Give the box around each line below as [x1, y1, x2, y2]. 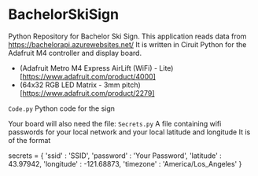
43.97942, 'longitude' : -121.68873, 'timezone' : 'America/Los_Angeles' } [8, 159, 242, 168]
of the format [8, 135, 51, 145]
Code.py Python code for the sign [8, 104, 116, 113]
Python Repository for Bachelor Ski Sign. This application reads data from [8, 31, 247, 41]
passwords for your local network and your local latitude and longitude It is [8, 127, 251, 137]
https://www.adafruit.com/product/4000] [22, 71, 156, 81]
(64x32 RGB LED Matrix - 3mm [19, 80, 120, 90]
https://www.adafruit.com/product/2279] [22, 88, 155, 97]
